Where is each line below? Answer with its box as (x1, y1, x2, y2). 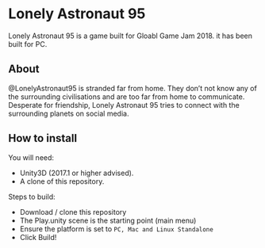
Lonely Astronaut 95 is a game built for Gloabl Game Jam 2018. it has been (8, 31, 252, 40)
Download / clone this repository (19, 207, 127, 216)
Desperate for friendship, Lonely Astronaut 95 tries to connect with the (8, 100, 240, 109)
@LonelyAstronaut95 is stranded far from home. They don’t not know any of (8, 83, 258, 93)
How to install (8, 132, 78, 145)
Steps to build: (8, 192, 56, 201)
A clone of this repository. (19, 176, 105, 186)
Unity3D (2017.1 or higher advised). (19, 168, 134, 177)
